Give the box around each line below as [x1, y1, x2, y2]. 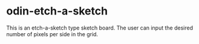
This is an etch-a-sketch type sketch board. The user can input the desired [6, 24, 194, 31]
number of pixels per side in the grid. [6, 30, 99, 37]
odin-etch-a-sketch [6, 4, 108, 18]
